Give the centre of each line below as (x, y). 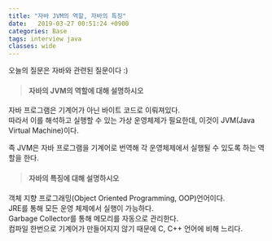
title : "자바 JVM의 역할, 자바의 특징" (68, 16)
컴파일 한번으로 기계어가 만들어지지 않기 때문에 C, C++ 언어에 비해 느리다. (125, 228)
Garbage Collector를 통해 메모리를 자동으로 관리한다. (94, 218)
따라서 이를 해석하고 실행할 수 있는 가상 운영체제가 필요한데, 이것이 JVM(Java (132, 120)
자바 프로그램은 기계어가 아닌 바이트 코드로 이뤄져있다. (94, 110)
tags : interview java (45, 39)
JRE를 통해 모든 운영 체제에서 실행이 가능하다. (81, 208)
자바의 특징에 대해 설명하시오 (74, 178)
